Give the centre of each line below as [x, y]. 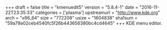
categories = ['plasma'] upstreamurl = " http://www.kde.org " [98, 12]
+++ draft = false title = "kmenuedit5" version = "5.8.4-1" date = [72, 7]
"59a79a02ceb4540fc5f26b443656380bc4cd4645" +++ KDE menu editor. [84, 23]
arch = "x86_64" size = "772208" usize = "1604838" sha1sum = [71, 18]
